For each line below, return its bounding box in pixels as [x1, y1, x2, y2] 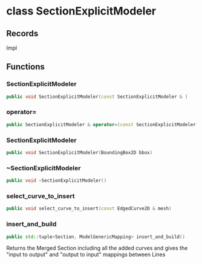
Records [6, 28, 39, 39]
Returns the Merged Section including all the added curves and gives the [6, 245, 188, 252]
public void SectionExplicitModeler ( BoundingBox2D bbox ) [6, 150, 153, 156]
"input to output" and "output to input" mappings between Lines [6, 251, 166, 258]
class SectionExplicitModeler [6, 4, 156, 18]
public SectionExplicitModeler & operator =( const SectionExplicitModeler [6, 121, 197, 127]
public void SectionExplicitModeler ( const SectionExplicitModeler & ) [6, 94, 188, 100]
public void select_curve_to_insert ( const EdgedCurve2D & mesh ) [6, 205, 172, 212]
